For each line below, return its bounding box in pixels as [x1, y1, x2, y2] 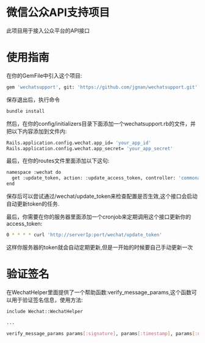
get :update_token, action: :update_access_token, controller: [12, 175, 176, 181]
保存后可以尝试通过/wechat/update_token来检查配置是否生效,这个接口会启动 [6, 193, 198, 200]
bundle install [6, 108, 45, 114]
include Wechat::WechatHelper [6, 308, 84, 314]
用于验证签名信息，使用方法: [11, 296, 84, 303]
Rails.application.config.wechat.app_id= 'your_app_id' [6, 140, 151, 146]
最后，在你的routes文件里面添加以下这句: [6, 157, 110, 165]
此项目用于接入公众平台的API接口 [6, 27, 90, 34]
